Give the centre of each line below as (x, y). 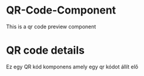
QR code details (46, 50)
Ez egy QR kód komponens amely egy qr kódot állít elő (72, 67)
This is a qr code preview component (51, 27)
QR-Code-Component (61, 10)
